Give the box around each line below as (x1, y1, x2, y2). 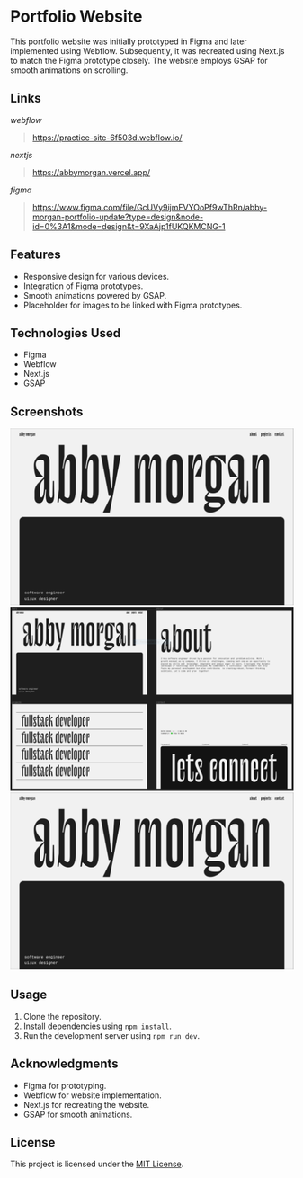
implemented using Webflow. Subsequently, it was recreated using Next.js (10, 45, 285, 56)
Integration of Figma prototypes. (22, 281, 144, 291)
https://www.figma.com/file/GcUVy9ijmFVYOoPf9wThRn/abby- (31, 201, 268, 212)
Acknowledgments (10, 1057, 120, 1072)
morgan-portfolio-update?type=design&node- (31, 211, 204, 222)
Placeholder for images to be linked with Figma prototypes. (22, 299, 243, 310)
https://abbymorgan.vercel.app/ (31, 166, 151, 177)
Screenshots (10, 404, 84, 419)
